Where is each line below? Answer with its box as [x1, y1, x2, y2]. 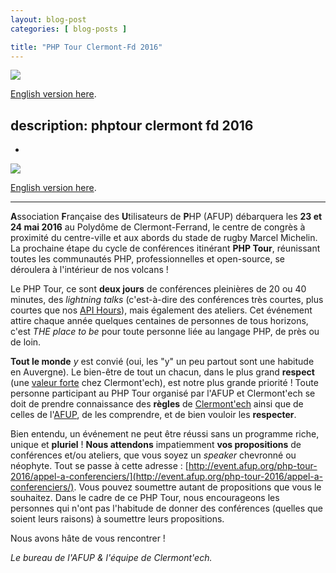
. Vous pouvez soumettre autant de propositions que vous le [73, 481, 322, 493]
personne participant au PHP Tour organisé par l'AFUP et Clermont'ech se [10, 387, 316, 400]
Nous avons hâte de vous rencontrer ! [10, 532, 166, 545]
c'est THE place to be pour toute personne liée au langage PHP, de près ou [10, 326, 320, 338]
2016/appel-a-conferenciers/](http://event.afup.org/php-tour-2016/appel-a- [10, 471, 324, 483]
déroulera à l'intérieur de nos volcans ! [10, 264, 169, 276]
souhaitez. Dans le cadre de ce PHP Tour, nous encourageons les [10, 492, 280, 504]
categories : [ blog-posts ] [10, 24, 128, 34]
